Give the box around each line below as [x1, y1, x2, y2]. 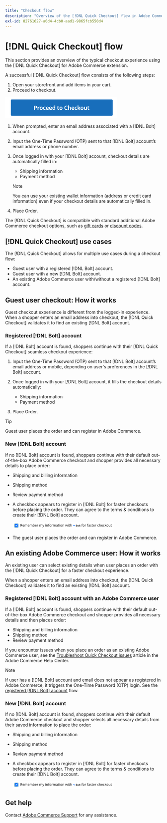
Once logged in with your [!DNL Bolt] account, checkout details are [12, 153, 150, 159]
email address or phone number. [12, 144, 79, 150]
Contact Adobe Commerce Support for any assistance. [5, 812, 118, 818]
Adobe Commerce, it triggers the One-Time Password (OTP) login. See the [5, 682, 158, 688]
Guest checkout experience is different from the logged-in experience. [5, 309, 150, 315]
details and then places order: [5, 617, 67, 623]
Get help [5, 799, 32, 807]
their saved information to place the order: [5, 722, 92, 728]
